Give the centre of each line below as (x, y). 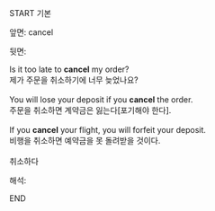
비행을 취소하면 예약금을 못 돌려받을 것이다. (85, 141)
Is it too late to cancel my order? (69, 69)
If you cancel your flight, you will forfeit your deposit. (108, 130)
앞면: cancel (31, 32)
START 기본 (31, 13)
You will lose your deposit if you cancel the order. (101, 100)
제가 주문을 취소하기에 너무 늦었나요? (74, 80)
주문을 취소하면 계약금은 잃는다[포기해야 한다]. (90, 110)
